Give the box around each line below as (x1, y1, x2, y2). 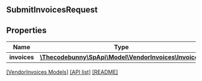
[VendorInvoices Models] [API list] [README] (6, 68, 118, 76)
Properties (6, 25, 47, 35)
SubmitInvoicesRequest (6, 5, 98, 15)
